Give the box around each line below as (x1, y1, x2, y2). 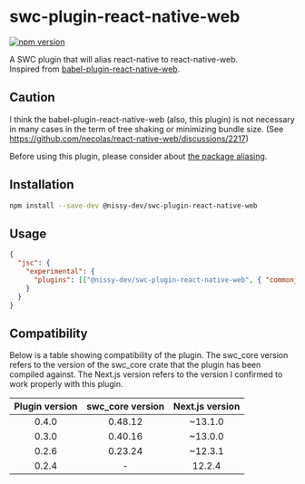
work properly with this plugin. (9, 379, 123, 390)
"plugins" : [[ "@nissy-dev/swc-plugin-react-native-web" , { (33, 275, 261, 285)
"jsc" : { (17, 258, 51, 268)
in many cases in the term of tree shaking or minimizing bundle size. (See (9, 123, 284, 134)
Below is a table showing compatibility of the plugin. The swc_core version (9, 350, 289, 361)
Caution (9, 90, 56, 105)
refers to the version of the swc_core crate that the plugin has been (9, 360, 261, 371)
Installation (9, 177, 74, 192)
